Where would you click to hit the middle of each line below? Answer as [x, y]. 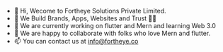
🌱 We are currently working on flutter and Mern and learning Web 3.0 [115, 26]
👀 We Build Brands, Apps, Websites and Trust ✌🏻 [85, 18]
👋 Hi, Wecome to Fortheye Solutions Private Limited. [90, 11]
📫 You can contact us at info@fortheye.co [76, 41]
